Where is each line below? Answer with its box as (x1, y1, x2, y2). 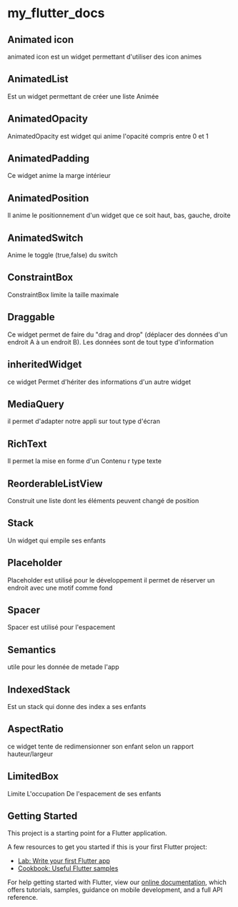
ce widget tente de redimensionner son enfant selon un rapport (7, 742, 194, 750)
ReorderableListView (7, 477, 103, 490)
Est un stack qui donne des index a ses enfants (7, 703, 147, 710)
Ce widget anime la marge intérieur (7, 172, 111, 180)
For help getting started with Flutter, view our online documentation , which (7, 878, 227, 887)
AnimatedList (7, 73, 69, 85)
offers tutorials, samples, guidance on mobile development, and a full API (7, 886, 223, 894)
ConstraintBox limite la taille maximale (7, 290, 119, 299)
